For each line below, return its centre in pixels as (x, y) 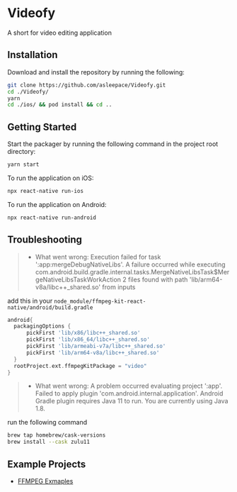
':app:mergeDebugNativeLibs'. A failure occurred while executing (130, 264)
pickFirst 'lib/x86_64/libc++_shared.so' (88, 340)
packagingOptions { (42, 326)
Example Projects (47, 464)
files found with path (158, 279)
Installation (33, 55)
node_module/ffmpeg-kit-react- (100, 301)
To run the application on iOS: (51, 178)
